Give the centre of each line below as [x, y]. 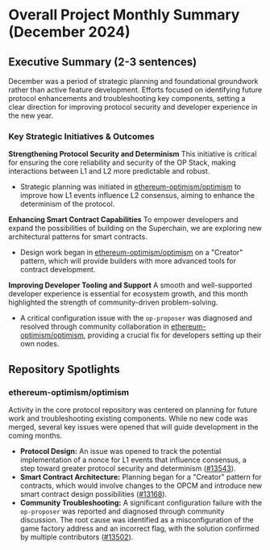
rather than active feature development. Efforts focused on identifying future [135, 90]
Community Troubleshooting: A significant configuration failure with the [141, 502]
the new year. [31, 115]
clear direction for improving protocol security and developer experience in [133, 107]
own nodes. [39, 344]
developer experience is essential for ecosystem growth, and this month [128, 294]
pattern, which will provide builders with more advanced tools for [128, 261]
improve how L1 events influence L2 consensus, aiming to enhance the [137, 195]
